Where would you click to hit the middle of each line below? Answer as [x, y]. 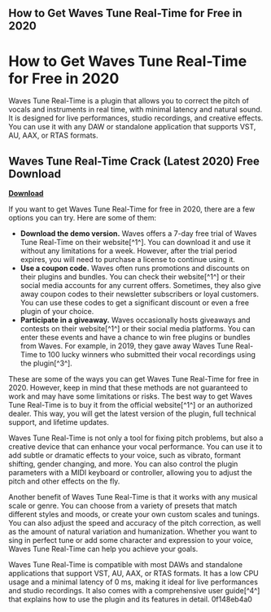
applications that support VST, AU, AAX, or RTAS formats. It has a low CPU [133, 574]
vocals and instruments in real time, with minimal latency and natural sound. [135, 110]
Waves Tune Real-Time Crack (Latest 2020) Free [134, 161]
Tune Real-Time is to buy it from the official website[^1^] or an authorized [131, 405]
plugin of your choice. [57, 312]
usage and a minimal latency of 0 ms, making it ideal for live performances [133, 582]
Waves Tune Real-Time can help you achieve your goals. [103, 549]
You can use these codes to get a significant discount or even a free [135, 303]
